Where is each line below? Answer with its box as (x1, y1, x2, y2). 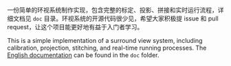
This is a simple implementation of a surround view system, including (7, 37, 203, 44)
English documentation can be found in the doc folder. (7, 51, 159, 59)
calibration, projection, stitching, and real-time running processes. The (7, 44, 207, 52)
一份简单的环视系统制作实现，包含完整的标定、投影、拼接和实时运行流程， (7, 6, 218, 14)
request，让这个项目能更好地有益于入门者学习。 (7, 23, 144, 31)
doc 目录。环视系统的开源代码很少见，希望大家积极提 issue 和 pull (32, 14, 219, 22)
